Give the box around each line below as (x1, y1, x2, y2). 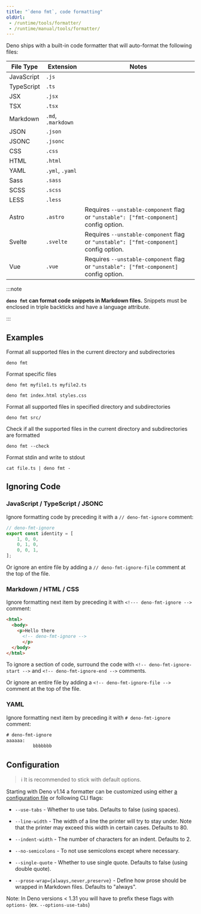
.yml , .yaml (45, 166, 77, 175)
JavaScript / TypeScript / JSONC (6, 499, 103, 508)
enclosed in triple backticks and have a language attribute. (6, 304, 151, 311)
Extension (47, 62, 77, 71)
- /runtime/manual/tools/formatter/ (8, 25, 100, 32)
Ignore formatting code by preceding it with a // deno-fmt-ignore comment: (6, 513, 194, 520)
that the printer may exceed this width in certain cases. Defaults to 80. (14, 824, 188, 831)
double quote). (14, 865, 51, 873)
